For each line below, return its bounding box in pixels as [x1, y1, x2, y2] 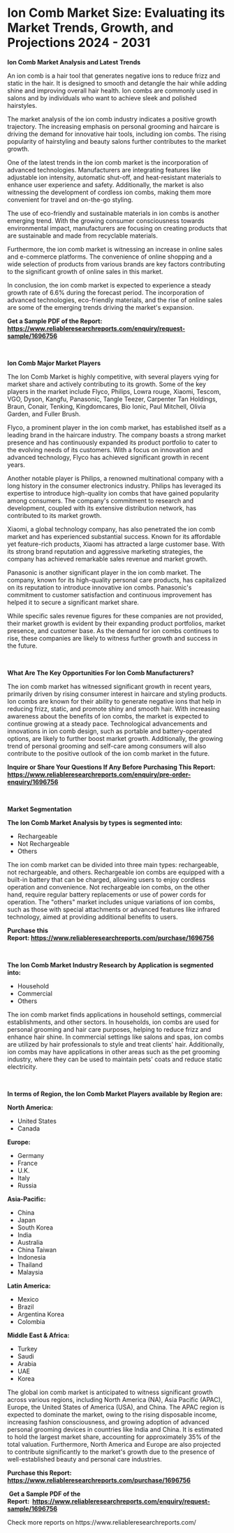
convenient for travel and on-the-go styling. [7, 195, 133, 204]
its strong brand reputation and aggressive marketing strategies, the [7, 547, 203, 555]
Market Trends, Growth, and [7, 20, 174, 36]
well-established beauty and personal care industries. [7, 1454, 162, 1463]
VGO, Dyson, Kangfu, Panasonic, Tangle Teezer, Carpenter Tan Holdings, [7, 395, 218, 403]
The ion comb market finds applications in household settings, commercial [7, 1010, 222, 1018]
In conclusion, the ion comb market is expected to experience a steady [7, 280, 212, 289]
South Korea [17, 1223, 54, 1232]
